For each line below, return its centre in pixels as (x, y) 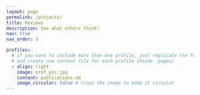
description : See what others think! (53, 28)
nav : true (18, 34)
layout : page (22, 12)
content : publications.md (49, 78)
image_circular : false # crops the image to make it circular (96, 83)
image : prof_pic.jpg (42, 72)
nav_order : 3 (22, 39)
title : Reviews (25, 23)
